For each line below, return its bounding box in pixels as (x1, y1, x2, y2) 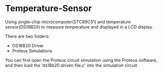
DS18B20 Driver (12, 43, 44, 48)
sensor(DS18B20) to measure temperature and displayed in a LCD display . (5, 24, 155, 29)
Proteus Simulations (12, 48, 53, 54)
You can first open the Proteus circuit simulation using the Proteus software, (5, 57, 158, 63)
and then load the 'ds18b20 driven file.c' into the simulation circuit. (5, 62, 139, 68)
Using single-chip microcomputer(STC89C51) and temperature (5, 19, 131, 25)
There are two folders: (5, 33, 50, 39)
